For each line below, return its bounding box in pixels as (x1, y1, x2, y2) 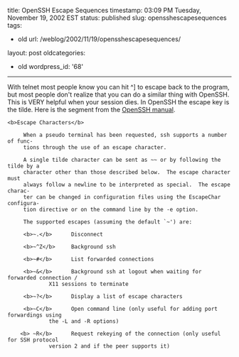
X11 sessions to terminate (48, 280, 129, 287)
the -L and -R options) (48, 318, 119, 325)
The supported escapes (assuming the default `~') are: (23, 219, 193, 226)
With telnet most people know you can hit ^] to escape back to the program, (7, 83, 230, 91)
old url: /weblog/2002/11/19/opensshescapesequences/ (17, 35, 181, 43)
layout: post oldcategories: (7, 49, 86, 57)
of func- (7, 138, 33, 145)
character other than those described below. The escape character (23, 169, 231, 176)
